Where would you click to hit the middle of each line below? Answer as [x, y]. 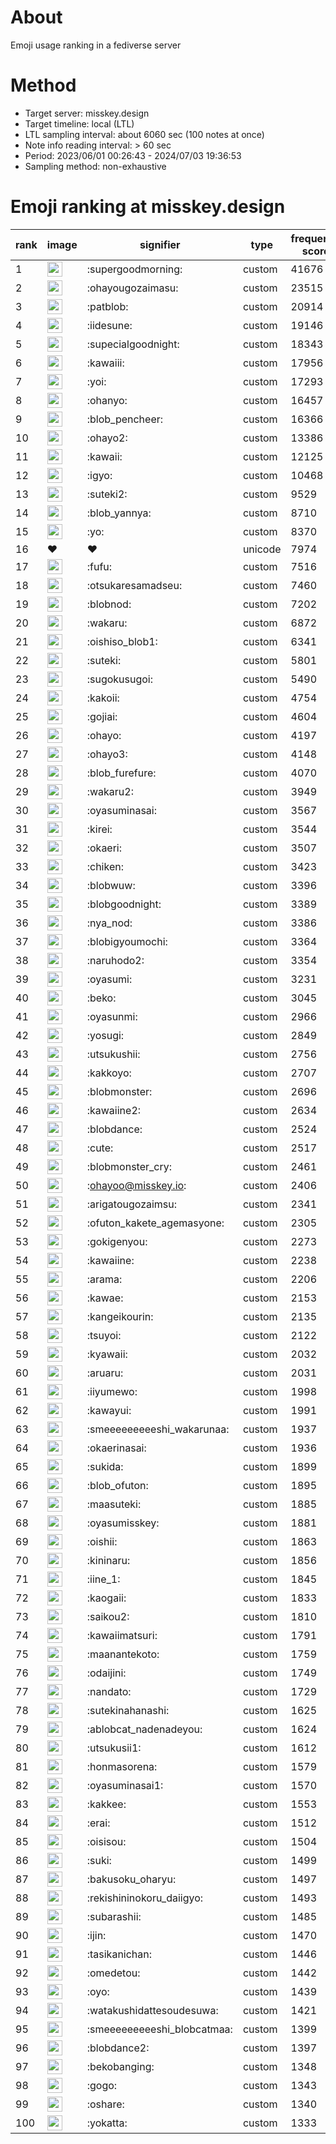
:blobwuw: [111, 885]
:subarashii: [114, 1916]
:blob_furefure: [121, 773]
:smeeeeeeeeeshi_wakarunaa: [158, 1429]
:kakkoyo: [109, 1073]
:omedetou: [113, 1973]
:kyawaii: [107, 1354]
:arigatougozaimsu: [132, 1204]
